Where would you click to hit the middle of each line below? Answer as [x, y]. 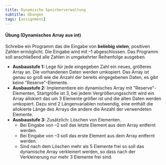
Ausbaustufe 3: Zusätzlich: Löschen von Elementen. [67, 119]
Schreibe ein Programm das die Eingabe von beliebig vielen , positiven [78, 46]
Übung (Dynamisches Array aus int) [43, 35]
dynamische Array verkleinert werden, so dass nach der [78, 151]
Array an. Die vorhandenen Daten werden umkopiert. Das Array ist [80, 72]
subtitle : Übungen [24, 14]
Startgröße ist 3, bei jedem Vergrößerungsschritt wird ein [95, 93]
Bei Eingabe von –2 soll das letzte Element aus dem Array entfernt [88, 125]
